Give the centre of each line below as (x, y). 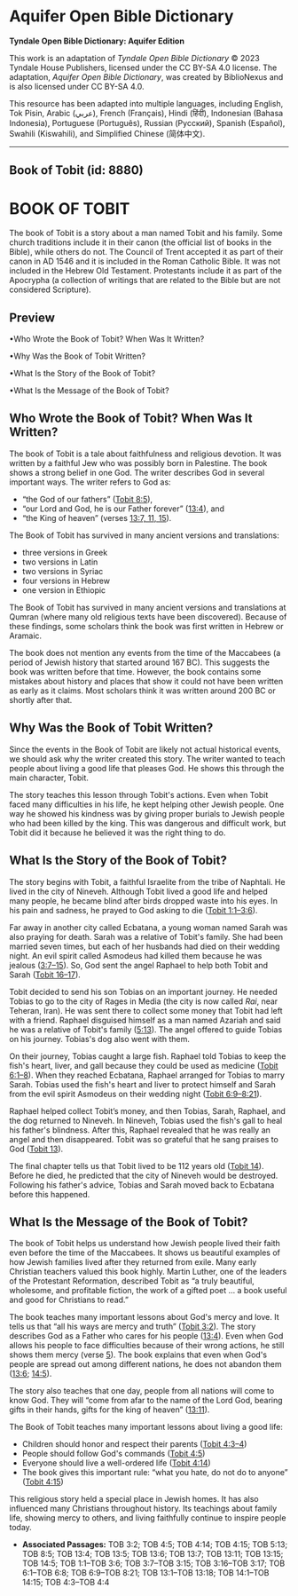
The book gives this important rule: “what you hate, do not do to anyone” (155, 1473)
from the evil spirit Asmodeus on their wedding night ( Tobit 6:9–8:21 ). (136, 1094)
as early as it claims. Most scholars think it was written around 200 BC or (143, 691)
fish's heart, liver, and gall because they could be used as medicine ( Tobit (144, 1065)
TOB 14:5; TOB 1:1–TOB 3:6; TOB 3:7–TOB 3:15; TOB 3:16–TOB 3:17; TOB (153, 1563)
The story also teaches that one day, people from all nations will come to (142, 1391)
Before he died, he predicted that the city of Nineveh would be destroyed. (144, 1175)
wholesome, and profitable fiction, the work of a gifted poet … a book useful (148, 1291)
